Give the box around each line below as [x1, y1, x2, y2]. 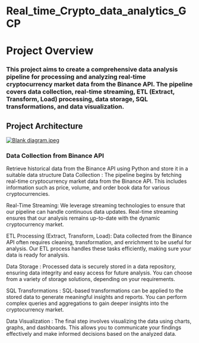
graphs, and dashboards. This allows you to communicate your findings [6, 324, 182, 331]
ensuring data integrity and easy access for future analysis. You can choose [6, 269, 192, 276]
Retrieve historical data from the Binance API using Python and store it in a [6, 165, 188, 172]
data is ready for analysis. [6, 251, 70, 258]
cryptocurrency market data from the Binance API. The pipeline [6, 80, 193, 89]
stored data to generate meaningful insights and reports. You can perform [6, 294, 187, 301]
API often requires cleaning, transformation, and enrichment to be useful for [6, 239, 192, 246]
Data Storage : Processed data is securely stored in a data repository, [6, 263, 176, 270]
